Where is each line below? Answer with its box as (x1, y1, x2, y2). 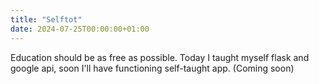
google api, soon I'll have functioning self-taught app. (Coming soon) (10, 62, 295, 74)
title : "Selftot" (10, 14, 83, 25)
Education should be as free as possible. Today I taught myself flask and (10, 51, 310, 63)
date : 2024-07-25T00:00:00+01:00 (10, 24, 150, 34)
